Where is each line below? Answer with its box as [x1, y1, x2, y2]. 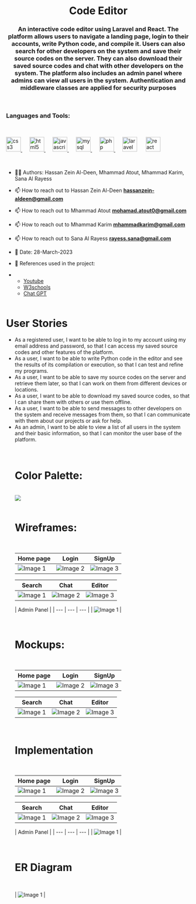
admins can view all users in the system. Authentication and [11, 76, 186, 85]
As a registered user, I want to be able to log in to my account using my [14, 336, 186, 343]
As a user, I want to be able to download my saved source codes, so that [14, 392, 190, 399]
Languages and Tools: [6, 112, 70, 120]
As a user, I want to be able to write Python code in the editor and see [14, 355, 183, 362]
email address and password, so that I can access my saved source [14, 342, 178, 349]
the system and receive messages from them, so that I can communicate [14, 411, 190, 418]
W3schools [23, 284, 51, 291]
